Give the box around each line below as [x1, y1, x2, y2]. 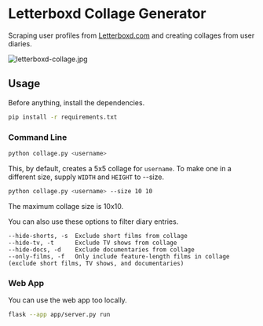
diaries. [8, 38, 33, 48]
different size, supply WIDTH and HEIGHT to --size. [8, 172, 165, 181]
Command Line [8, 131, 68, 142]
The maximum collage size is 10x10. [8, 201, 124, 211]
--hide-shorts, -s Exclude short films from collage [8, 232, 188, 240]
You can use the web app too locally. [8, 295, 127, 305]
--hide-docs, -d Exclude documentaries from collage [8, 245, 195, 254]
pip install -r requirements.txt [8, 113, 118, 121]
